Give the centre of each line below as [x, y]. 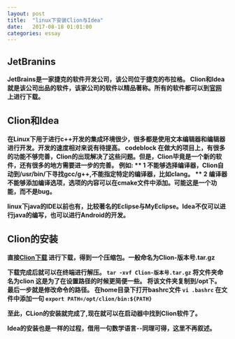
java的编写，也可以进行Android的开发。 [71, 215]
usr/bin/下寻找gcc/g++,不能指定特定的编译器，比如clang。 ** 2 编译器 [124, 174]
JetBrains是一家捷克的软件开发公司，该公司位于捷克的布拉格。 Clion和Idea [116, 79]
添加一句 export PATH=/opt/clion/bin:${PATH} [86, 298]
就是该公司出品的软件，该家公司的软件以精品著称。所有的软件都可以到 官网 [114, 88]
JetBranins [31, 61]
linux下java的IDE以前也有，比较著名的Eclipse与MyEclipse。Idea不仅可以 [114, 206]
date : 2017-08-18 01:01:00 [50, 27]
